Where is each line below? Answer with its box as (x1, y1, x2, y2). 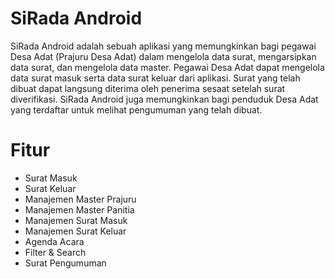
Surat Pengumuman (24, 257, 107, 269)
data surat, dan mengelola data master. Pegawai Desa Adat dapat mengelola (10, 61, 325, 73)
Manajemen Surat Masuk (24, 214, 128, 226)
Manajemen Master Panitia (24, 203, 135, 216)
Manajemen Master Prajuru (24, 193, 137, 205)
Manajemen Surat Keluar (24, 225, 127, 237)
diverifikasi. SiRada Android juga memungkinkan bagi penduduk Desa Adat (10, 93, 319, 105)
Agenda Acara (24, 235, 85, 247)
